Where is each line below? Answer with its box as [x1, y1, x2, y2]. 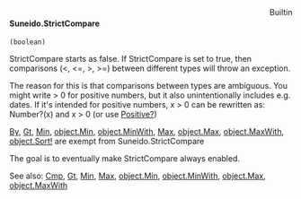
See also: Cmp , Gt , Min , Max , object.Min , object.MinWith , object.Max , [9, 170, 267, 181]
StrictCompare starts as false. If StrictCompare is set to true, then [9, 54, 252, 65]
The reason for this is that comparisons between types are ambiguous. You [9, 81, 288, 91]
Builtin [269, 7, 293, 17]
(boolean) [9, 38, 47, 47]
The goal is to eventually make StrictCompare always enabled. [9, 153, 241, 164]
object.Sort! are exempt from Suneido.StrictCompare [9, 136, 205, 147]
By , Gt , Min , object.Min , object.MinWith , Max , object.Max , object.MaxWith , [9, 126, 285, 137]
